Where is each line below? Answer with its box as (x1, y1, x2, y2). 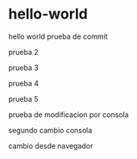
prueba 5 (8, 94, 39, 103)
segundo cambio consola (8, 125, 93, 135)
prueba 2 (8, 47, 39, 56)
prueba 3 (8, 62, 39, 73)
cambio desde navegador (8, 140, 93, 150)
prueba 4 (8, 78, 39, 88)
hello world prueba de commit (8, 31, 108, 41)
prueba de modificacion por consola (8, 110, 129, 119)
